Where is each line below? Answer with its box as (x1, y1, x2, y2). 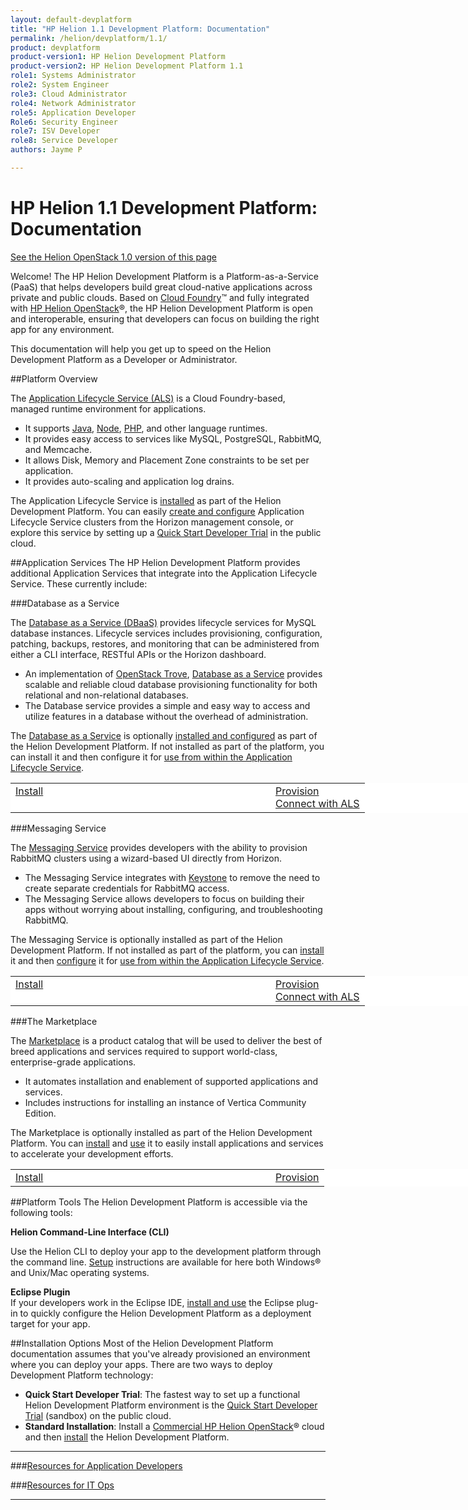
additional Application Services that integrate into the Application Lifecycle (10, 567, 318, 579)
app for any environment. (10, 323, 115, 335)
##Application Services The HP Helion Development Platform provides (10, 556, 301, 568)
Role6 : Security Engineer (10, 117, 118, 127)
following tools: (10, 1206, 73, 1218)
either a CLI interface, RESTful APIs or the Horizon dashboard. (10, 648, 267, 660)
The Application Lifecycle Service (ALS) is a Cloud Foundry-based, (10, 392, 286, 404)
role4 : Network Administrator (10, 98, 137, 108)
